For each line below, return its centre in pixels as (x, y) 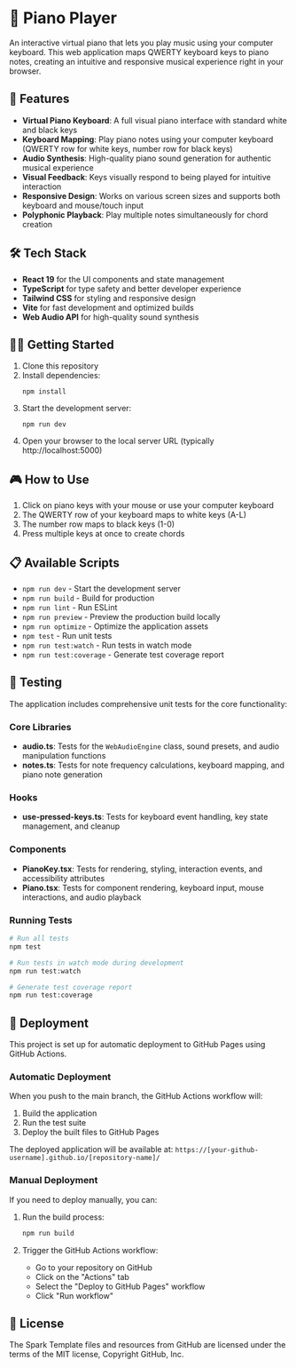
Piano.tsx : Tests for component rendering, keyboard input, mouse (143, 887)
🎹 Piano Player (63, 18)
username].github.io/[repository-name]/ (85, 1158)
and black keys (50, 130)
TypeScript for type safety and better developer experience (132, 289)
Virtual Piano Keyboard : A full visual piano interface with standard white (155, 120)
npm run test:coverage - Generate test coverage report (123, 655)
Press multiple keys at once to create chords (103, 534)
